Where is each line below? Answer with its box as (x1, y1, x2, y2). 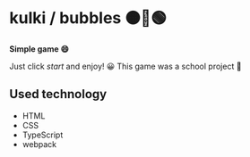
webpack (22, 138, 56, 149)
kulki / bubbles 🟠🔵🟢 (9, 8, 168, 29)
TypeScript (22, 129, 64, 140)
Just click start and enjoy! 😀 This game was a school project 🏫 (9, 61, 242, 71)
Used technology (9, 87, 108, 102)
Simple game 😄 (9, 43, 70, 54)
